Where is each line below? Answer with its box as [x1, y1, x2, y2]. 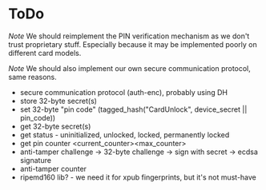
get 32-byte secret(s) [19, 121, 91, 131]
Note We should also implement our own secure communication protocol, [8, 63, 251, 73]
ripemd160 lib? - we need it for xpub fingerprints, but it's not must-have [19, 172, 256, 182]
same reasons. [8, 72, 58, 81]
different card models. [8, 48, 82, 57]
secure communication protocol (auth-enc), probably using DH [19, 87, 228, 97]
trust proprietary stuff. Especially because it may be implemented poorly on [8, 39, 258, 49]
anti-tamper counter [19, 164, 87, 173]
